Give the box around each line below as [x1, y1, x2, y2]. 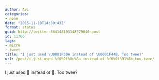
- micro [5, 43, 21, 48]
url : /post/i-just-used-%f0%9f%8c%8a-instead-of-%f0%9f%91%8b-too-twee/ [5, 56, 155, 61]
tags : [5, 39, 16, 43]
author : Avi [5, 7, 29, 12]
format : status [5, 25, 36, 30]
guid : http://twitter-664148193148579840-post [5, 29, 101, 34]
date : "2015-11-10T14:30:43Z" [5, 20, 66, 26]
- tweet [5, 47, 21, 52]
